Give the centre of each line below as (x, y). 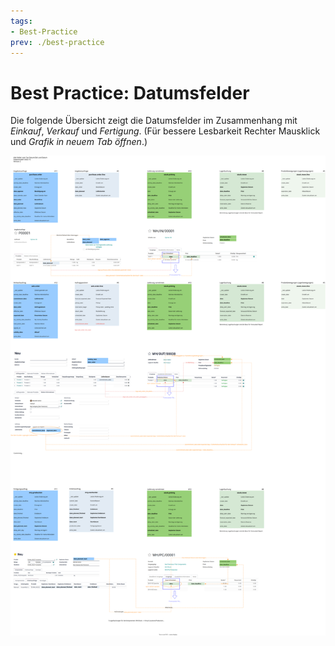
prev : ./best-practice (57, 42)
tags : (21, 21)
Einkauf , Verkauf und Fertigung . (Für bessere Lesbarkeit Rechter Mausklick (165, 131)
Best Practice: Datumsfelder (130, 92)
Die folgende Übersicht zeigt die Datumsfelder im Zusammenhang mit (154, 121)
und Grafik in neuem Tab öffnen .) (79, 142)
